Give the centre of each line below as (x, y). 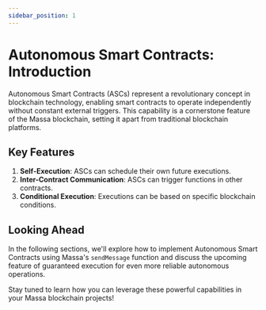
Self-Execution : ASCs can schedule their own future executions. (125, 171)
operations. (27, 274)
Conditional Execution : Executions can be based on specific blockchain (137, 197)
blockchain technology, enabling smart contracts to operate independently (130, 102)
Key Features (42, 152)
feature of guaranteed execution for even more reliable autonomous (119, 266)
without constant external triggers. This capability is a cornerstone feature (129, 110)
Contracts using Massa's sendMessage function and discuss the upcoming (127, 258)
